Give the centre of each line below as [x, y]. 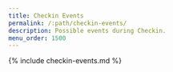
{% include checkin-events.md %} [65, 61]
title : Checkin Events [46, 16]
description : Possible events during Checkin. [87, 30]
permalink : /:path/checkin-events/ [68, 23]
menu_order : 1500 [37, 38]
